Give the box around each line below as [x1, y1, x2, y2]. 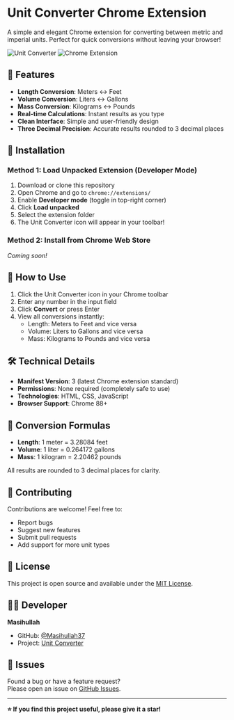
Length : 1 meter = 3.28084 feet [17, 438, 108, 447]
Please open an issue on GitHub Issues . [7, 685, 121, 693]
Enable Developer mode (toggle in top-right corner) [17, 196, 167, 205]
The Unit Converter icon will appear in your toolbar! [17, 218, 165, 227]
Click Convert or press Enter [17, 305, 100, 313]
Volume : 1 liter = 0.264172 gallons [17, 445, 115, 454]
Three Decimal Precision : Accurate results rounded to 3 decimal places [17, 124, 224, 133]
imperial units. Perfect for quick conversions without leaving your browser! [7, 35, 221, 43]
